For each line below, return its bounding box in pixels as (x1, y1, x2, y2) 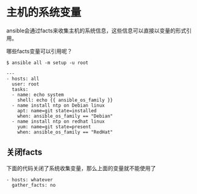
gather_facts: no (12, 182, 56, 188)
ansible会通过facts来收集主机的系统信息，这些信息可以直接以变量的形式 (6, 27, 187, 34)
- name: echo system (12, 92, 64, 98)
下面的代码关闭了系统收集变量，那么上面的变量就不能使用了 (6, 164, 156, 171)
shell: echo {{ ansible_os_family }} (17, 97, 113, 103)
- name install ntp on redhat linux (12, 118, 105, 124)
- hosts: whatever (6, 176, 53, 183)
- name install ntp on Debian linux (12, 102, 105, 109)
